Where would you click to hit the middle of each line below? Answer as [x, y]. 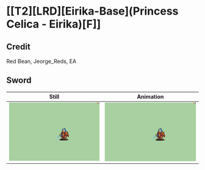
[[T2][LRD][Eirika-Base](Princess [92, 11]
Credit [18, 47]
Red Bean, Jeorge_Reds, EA [41, 61]
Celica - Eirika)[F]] [54, 24]
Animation [150, 97]
